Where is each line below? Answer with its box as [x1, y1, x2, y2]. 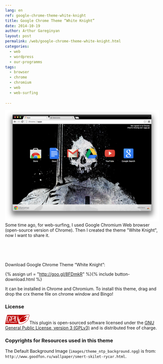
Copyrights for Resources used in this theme [5, 337, 113, 344]
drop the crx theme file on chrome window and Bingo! [5, 291, 114, 297]
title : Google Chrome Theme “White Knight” [5, 18, 95, 23]
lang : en [5, 8, 23, 13]
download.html [5, 276, 35, 282]
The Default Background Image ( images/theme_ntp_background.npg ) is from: [5, 348, 156, 354]
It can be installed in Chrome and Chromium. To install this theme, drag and [5, 286, 157, 292]
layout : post [5, 34, 32, 39]
